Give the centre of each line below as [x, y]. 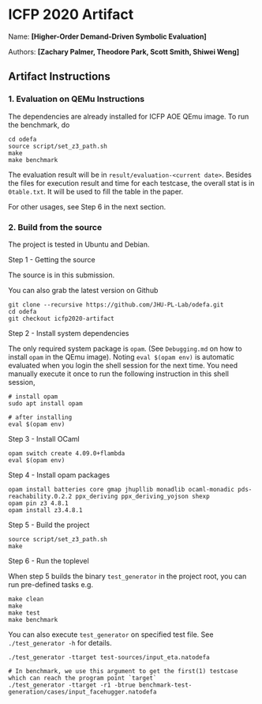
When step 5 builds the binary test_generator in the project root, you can [127, 576]
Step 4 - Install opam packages [59, 475]
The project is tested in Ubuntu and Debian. [79, 244]
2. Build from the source [55, 227]
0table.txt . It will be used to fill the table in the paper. [96, 191]
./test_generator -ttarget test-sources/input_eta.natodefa [109, 657]
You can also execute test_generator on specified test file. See [111, 634]
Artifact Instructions [59, 77]
